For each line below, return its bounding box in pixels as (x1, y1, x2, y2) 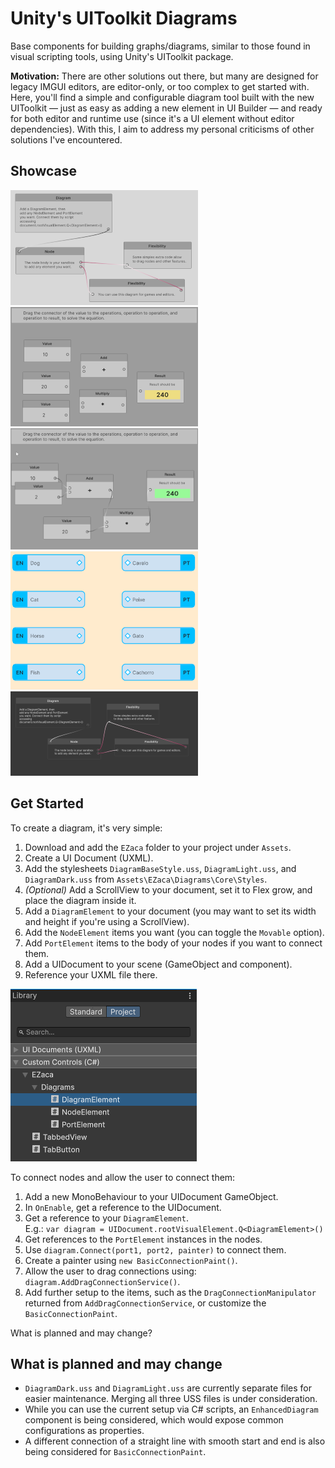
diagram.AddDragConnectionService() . (24, 1275, 181, 1287)
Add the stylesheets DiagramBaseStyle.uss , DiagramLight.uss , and (24, 862, 297, 874)
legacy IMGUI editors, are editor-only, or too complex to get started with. (10, 80, 310, 92)
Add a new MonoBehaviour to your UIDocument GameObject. (24, 1190, 279, 1202)
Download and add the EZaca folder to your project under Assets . (24, 841, 292, 853)
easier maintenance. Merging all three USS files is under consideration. (24, 1393, 318, 1405)
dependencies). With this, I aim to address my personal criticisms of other (10, 123, 315, 135)
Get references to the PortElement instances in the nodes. (24, 1233, 263, 1245)
